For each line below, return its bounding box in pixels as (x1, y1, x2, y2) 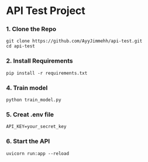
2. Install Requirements (6, 57, 73, 65)
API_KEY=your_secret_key (6, 124, 67, 130)
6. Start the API (6, 137, 50, 146)
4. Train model (6, 84, 48, 92)
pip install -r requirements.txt (6, 70, 88, 76)
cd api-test (6, 43, 35, 49)
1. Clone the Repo (6, 25, 57, 33)
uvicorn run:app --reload (6, 150, 69, 156)
